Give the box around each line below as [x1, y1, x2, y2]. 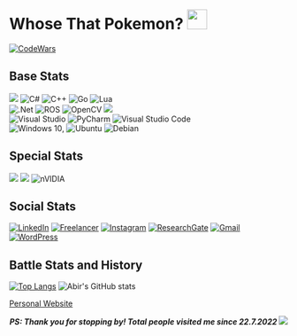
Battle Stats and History [9, 257, 143, 272]
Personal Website [9, 298, 73, 309]
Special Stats [9, 149, 84, 164]
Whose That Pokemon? [9, 14, 184, 35]
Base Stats [9, 69, 70, 84]
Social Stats [9, 199, 77, 214]
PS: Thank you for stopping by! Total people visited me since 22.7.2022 [9, 316, 278, 327]
